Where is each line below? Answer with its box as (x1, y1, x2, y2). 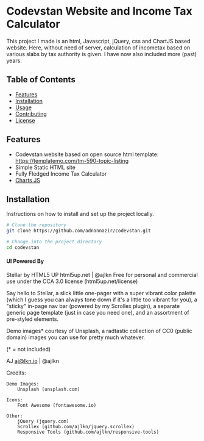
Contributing (15, 110, 47, 117)
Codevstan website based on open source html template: (15, 151, 159, 158)
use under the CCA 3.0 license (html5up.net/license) (6, 278, 138, 285)
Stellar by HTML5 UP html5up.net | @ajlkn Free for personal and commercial (6, 271, 198, 279)
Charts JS (15, 176, 41, 184)
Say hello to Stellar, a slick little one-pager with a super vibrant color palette (6, 290, 196, 297)
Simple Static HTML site (15, 163, 76, 171)
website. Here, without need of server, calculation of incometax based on (6, 44, 191, 51)
